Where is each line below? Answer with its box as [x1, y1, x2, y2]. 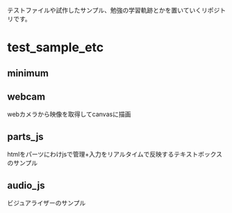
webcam [7, 90, 46, 102]
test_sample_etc [7, 40, 104, 56]
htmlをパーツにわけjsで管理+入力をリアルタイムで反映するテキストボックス [7, 150, 223, 159]
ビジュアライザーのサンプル [7, 199, 86, 207]
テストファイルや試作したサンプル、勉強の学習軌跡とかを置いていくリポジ [7, 6, 220, 14]
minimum [7, 67, 49, 79]
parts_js [7, 131, 44, 143]
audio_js [7, 180, 45, 191]
